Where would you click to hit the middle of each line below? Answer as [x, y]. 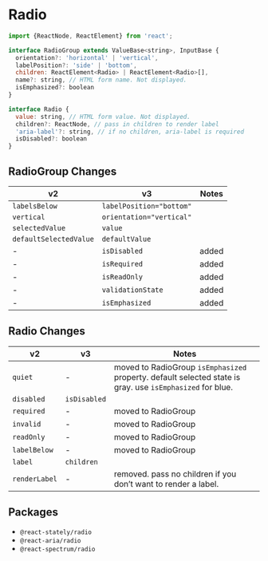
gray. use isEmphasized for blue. [173, 387]
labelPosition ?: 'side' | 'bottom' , [76, 65]
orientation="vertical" [147, 217]
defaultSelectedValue [53, 239]
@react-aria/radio [50, 540]
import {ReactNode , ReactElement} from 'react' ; [91, 36]
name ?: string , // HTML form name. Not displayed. [101, 80]
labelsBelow [35, 206]
